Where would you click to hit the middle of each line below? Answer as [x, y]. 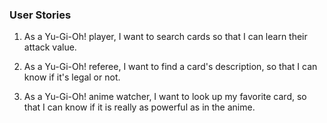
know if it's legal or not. [72, 77]
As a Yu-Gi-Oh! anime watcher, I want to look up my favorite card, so [165, 97]
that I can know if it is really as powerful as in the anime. [139, 107]
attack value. [50, 47]
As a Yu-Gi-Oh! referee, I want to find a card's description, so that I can [170, 67]
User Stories [40, 15]
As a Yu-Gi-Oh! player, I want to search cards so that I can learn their [165, 37]
